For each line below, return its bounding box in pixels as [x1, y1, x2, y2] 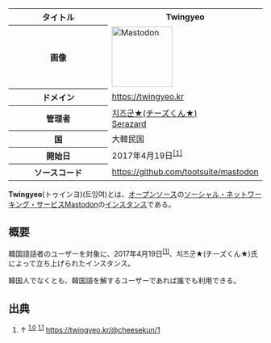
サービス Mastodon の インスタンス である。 [35, 199, 176, 209]
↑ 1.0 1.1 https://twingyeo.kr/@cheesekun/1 [19, 324, 161, 334]
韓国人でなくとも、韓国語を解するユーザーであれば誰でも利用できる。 [8, 276, 241, 286]
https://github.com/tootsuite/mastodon [111, 165, 259, 177]
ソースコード [34, 167, 83, 178]
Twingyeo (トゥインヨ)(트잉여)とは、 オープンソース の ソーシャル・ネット [8, 190, 248, 199]
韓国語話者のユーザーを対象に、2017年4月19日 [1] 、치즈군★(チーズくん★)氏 [8, 247, 258, 258]
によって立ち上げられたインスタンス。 [8, 258, 135, 269]
